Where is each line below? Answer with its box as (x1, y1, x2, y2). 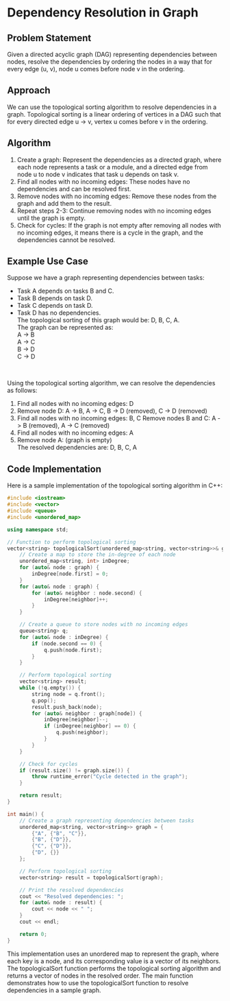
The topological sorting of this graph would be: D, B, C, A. (16, 316, 180, 324)
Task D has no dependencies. (16, 309, 101, 317)
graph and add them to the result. (16, 199, 112, 207)
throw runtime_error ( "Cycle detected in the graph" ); (31, 773, 188, 780)
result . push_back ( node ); (31, 703, 103, 710)
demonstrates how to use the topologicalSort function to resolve (7, 978, 189, 987)
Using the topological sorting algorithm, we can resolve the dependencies (7, 379, 216, 387)
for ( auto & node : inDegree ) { (19, 634, 109, 640)
